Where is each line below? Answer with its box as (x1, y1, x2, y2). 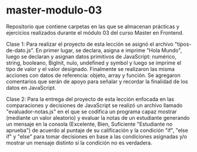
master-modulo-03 (6, 4, 102, 17)
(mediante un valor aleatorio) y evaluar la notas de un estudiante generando (6, 114, 190, 121)
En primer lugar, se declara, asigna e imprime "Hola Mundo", (35, 46, 182, 53)
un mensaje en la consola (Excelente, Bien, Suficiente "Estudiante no (6, 120, 173, 127)
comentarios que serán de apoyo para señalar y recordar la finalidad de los (6, 77, 188, 85)
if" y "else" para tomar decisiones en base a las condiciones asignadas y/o (6, 133, 187, 140)
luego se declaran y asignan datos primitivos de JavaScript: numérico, (6, 53, 176, 60)
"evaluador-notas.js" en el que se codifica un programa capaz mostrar (6, 108, 178, 115)
